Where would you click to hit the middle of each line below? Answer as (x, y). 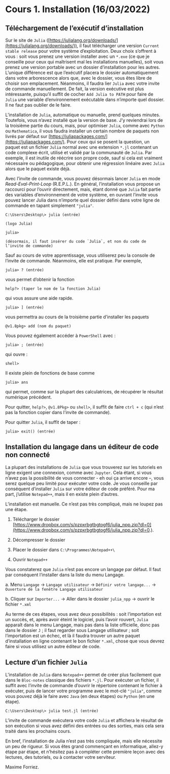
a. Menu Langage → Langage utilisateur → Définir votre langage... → (81, 584)
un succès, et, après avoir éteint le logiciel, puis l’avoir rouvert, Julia (77, 619)
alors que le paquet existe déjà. (38, 169)
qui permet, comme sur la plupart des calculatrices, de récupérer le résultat (84, 392)
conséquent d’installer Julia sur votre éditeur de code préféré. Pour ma (80, 489)
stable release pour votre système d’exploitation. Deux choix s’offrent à (81, 51)
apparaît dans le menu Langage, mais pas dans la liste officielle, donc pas (82, 625)
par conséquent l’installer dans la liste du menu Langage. (65, 575)
